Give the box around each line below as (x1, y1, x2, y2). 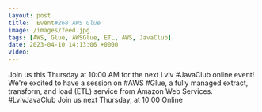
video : (8, 48, 30, 56)
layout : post (8, 11, 51, 20)
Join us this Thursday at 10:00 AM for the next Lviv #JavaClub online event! (8, 70, 255, 79)
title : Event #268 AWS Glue (8, 19, 101, 27)
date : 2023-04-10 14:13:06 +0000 (8, 41, 119, 49)
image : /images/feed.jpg (8, 26, 90, 34)
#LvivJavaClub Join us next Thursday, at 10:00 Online (8, 95, 184, 104)
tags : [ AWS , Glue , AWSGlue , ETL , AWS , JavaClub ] (8, 33, 172, 42)
